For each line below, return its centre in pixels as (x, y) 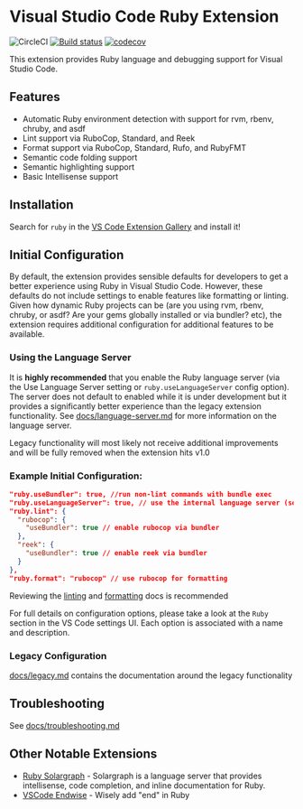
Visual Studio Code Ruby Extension (144, 17)
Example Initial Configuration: (76, 476)
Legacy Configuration (58, 656)
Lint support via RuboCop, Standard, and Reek (109, 138)
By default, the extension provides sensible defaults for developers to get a (149, 276)
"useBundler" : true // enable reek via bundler (116, 553)
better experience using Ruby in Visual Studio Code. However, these (136, 286)
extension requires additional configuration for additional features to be (142, 325)
